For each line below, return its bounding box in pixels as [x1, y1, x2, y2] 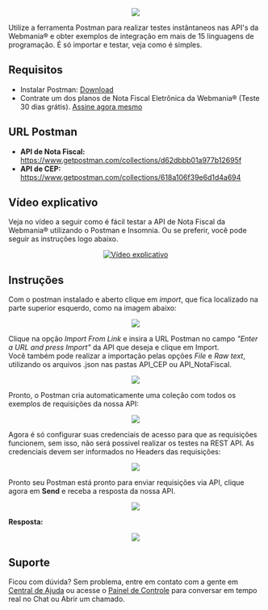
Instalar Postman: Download [19, 85, 115, 94]
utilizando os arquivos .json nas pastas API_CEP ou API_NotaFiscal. [8, 360, 232, 370]
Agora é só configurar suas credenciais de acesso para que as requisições [8, 430, 258, 440]
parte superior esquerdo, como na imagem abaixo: [8, 303, 178, 313]
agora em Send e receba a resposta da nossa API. [8, 487, 176, 496]
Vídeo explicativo [8, 196, 98, 210]
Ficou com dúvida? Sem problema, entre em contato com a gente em [8, 577, 238, 587]
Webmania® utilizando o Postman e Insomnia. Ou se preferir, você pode [8, 226, 248, 236]
